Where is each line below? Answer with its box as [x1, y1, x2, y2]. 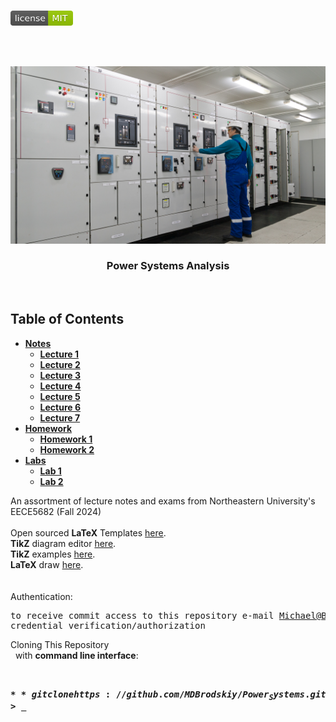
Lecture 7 [39, 411, 81, 424]
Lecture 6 [39, 401, 82, 413]
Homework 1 [39, 433, 93, 445]
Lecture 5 [39, 390, 81, 402]
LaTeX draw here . [10, 558, 84, 570]
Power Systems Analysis [106, 259, 230, 273]
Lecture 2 [39, 358, 81, 370]
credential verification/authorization [10, 620, 206, 631]
